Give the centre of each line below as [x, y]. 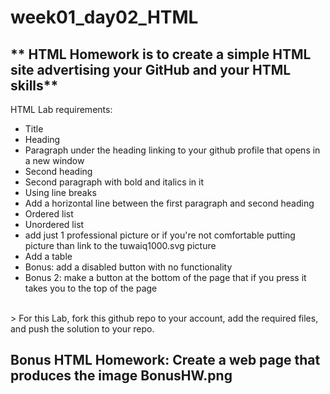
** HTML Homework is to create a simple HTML [161, 54]
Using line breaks [60, 192]
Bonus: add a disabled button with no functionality [128, 267]
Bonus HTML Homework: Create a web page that [165, 360]
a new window [54, 160]
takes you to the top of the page [91, 288]
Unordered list [54, 224]
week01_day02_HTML [104, 17]
